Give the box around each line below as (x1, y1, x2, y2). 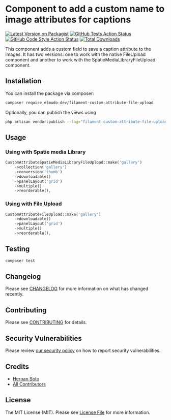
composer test (5, 258, 36, 263)
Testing (5, 245, 30, 253)
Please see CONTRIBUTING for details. (5, 319, 88, 326)
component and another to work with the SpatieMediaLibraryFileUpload (5, 56, 156, 62)
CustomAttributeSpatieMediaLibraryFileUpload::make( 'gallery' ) (5, 160, 142, 165)
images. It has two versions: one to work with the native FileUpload (5, 51, 146, 57)
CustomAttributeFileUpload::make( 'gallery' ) (5, 212, 101, 217)
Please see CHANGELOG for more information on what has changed (5, 285, 149, 292)
